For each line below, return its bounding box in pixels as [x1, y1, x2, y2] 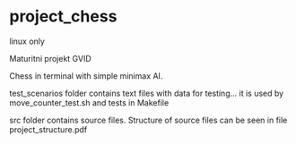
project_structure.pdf [9, 123, 88, 135]
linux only [9, 36, 45, 47]
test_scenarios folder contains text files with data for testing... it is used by [9, 88, 284, 98]
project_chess [9, 6, 118, 27]
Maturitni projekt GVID [9, 53, 91, 64]
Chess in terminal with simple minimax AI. [9, 70, 163, 81]
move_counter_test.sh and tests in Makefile [9, 97, 170, 108]
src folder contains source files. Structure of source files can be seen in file [9, 114, 288, 125]
